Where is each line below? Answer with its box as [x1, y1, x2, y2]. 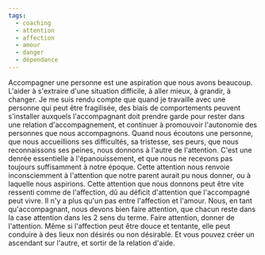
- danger [15, 48, 44, 56]
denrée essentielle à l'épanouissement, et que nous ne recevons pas [8, 153, 233, 163]
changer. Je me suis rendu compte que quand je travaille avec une [8, 95, 226, 104]
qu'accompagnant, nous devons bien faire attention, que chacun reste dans [8, 204, 256, 214]
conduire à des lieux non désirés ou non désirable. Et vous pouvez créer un [8, 230, 255, 239]
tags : [8, 11, 26, 20]
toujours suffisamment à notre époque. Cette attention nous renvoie [8, 162, 230, 172]
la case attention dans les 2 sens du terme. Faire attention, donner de [8, 212, 236, 222]
